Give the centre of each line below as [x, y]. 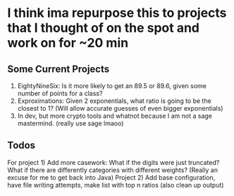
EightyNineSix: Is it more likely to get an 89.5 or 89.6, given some [112, 86]
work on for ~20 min [68, 43]
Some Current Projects [58, 69]
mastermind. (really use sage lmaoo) [70, 123]
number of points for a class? [60, 93]
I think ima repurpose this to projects [117, 13]
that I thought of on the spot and [103, 28]
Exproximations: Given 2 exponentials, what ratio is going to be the [114, 101]
